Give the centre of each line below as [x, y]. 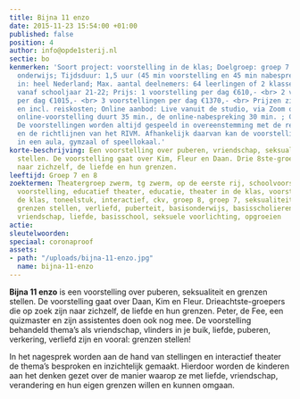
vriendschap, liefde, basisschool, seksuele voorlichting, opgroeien [149, 216]
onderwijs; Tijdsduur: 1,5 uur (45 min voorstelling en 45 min [137, 76]
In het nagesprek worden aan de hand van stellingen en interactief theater [145, 356]
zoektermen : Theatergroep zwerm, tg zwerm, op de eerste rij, [127, 184]
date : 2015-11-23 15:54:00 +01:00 [74, 26]
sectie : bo [29, 59]
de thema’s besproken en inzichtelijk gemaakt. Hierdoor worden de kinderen [150, 366]
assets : [24, 250]
